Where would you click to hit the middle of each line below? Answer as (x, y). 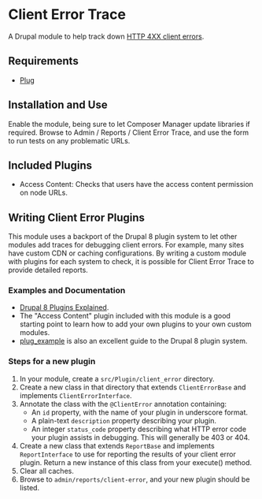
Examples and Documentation (67, 291)
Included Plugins (50, 165)
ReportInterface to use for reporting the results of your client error (127, 454)
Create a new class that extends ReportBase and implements (117, 445)
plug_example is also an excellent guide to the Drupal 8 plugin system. (133, 341)
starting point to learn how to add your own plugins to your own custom (135, 324)
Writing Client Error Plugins (77, 217)
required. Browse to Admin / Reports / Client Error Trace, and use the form (129, 132)
